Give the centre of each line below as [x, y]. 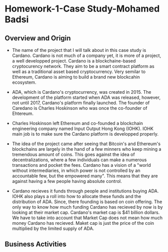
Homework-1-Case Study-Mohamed [82, 9]
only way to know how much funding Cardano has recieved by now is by [88, 207]
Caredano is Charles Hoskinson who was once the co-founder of [79, 108]
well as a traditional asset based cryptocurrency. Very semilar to [79, 72]
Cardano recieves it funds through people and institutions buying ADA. [85, 191]
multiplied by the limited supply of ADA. [53, 228]
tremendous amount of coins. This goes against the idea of [73, 154]
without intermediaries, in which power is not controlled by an [76, 170]
